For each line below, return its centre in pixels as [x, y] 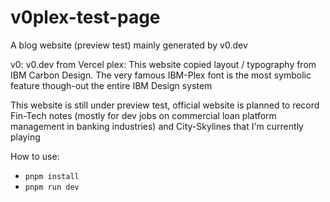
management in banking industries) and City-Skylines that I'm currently [157, 126]
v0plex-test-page [85, 17]
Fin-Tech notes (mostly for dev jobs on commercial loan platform [143, 115]
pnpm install [52, 176]
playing [25, 137]
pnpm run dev [52, 187]
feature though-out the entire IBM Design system [111, 85]
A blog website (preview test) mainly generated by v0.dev [129, 45]
